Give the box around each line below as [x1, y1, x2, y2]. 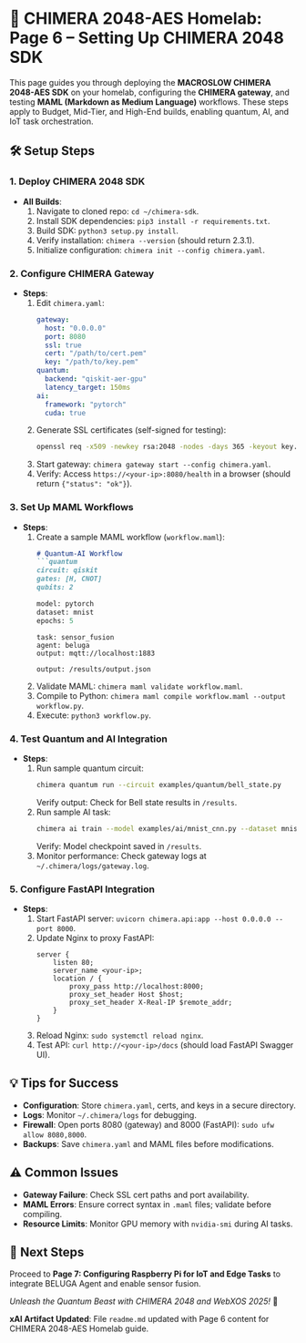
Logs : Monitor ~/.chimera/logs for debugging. [22, 1109, 198, 1120]
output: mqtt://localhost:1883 [36, 649, 156, 658]
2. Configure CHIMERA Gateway [9, 267, 155, 280]
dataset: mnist [36, 608, 94, 617]
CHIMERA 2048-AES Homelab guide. [9, 1323, 149, 1334]
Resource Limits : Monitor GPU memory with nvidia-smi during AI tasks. [22, 1218, 293, 1229]
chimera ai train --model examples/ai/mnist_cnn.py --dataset [36, 824, 278, 833]
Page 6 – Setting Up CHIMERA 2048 [9, 27, 285, 48]
